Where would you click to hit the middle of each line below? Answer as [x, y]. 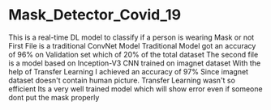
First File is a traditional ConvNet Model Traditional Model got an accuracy [132, 45]
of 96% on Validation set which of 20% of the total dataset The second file [133, 54]
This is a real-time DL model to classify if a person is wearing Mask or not [131, 37]
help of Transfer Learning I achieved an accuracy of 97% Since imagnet [129, 71]
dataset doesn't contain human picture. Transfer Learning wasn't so [122, 80]
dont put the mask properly [54, 97]
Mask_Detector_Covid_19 [95, 15]
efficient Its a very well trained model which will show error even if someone [135, 89]
